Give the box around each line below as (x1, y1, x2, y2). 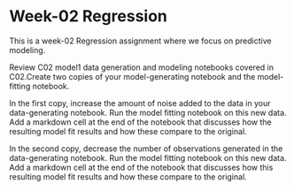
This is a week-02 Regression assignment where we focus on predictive (9, 35, 272, 46)
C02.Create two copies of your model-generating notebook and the (9, 71, 256, 81)
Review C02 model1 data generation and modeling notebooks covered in (9, 62, 275, 73)
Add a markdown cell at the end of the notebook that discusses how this (9, 162, 274, 172)
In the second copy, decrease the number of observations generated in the (9, 143, 283, 154)
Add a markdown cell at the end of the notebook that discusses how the (9, 117, 272, 127)
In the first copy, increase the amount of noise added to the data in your (9, 97, 271, 108)
